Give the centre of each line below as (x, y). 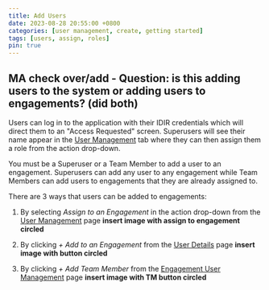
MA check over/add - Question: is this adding (124, 78)
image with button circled (64, 253)
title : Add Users (37, 16)
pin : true (25, 46)
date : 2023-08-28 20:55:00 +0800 (64, 23)
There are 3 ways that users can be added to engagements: (108, 196)
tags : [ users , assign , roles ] (59, 38)
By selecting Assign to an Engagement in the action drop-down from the (140, 212)
